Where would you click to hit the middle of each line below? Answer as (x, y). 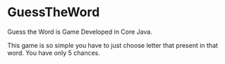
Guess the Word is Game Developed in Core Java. (80, 32)
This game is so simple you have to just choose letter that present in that (113, 45)
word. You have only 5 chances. (54, 53)
